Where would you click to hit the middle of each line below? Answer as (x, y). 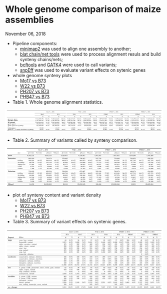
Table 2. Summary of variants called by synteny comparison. (75, 140)
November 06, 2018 (25, 34)
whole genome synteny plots (42, 75)
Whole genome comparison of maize (83, 9)
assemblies (29, 20)
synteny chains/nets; (41, 59)
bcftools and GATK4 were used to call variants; (68, 65)
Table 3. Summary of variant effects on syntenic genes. (69, 222)
